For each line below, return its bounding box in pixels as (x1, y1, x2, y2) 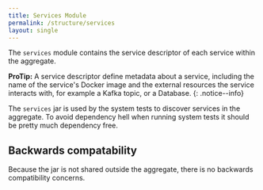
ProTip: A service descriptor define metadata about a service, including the (8, 72, 255, 82)
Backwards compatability (8, 143, 137, 157)
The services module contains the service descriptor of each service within (8, 48, 256, 58)
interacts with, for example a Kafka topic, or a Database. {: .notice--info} (8, 89, 244, 98)
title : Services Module (8, 11, 87, 20)
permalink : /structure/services (8, 19, 115, 27)
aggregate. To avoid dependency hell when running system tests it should (8, 112, 250, 122)
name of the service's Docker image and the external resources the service (8, 80, 255, 89)
